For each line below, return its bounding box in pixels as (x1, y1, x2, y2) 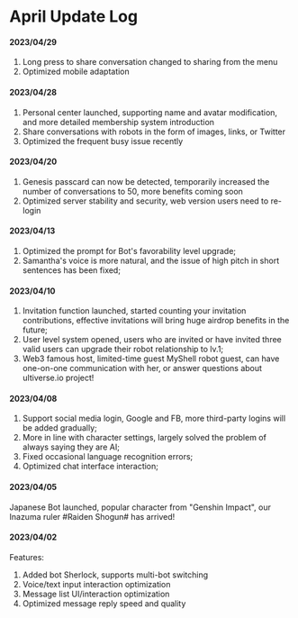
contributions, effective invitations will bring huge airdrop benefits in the (22, 315, 290, 326)
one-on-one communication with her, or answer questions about (22, 363, 263, 374)
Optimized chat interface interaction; (22, 461, 159, 472)
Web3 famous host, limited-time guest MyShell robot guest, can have (22, 353, 280, 364)
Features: (9, 551, 45, 562)
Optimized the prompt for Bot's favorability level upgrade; (22, 246, 237, 256)
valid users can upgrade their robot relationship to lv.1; (22, 344, 224, 355)
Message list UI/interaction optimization (22, 588, 170, 599)
